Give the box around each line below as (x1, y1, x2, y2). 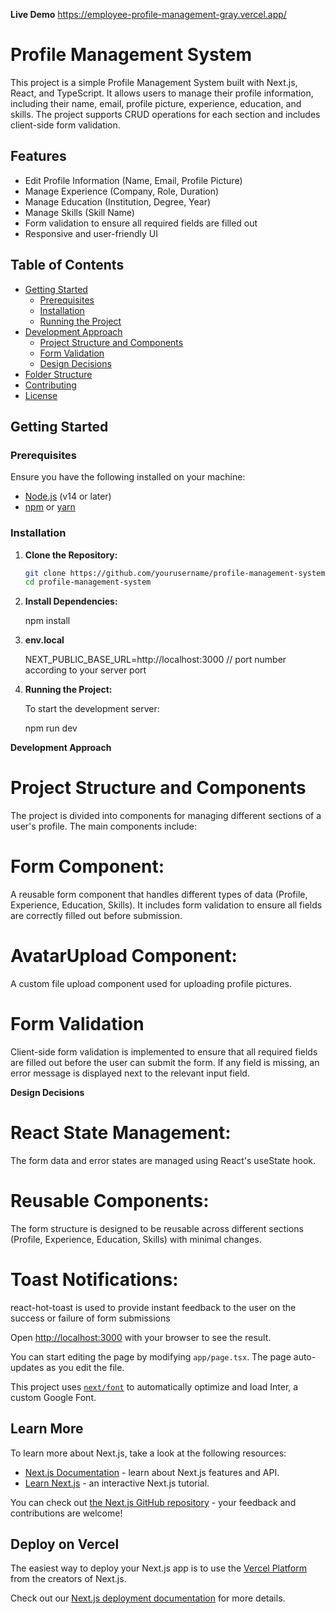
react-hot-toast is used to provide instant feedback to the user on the (10, 1301, 297, 1313)
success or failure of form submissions (10, 1312, 171, 1324)
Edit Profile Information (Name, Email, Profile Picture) (24, 174, 243, 186)
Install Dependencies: (24, 595, 118, 608)
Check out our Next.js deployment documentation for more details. (10, 1592, 286, 1604)
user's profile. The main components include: (10, 820, 198, 833)
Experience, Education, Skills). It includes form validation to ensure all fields (10, 899, 323, 911)
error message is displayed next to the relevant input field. (10, 1067, 250, 1079)
